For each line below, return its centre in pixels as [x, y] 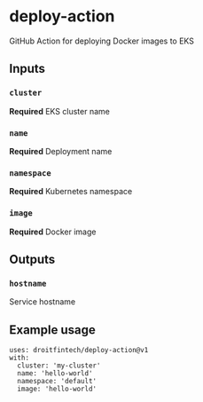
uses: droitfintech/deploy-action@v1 [79, 351]
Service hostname [43, 302]
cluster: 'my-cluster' [59, 366]
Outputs [32, 259]
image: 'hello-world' [57, 389]
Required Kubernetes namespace [71, 192]
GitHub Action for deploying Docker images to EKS [102, 41]
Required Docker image [53, 232]
